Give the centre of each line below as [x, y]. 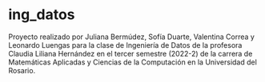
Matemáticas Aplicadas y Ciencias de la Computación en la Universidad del [133, 62]
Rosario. [22, 70]
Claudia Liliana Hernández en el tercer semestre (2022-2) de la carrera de [130, 53]
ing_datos [42, 15]
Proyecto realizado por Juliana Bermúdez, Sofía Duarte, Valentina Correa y [131, 37]
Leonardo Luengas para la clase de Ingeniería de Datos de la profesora [125, 45]
